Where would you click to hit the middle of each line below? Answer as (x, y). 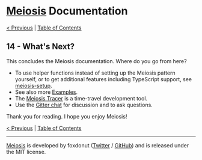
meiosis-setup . (33, 85)
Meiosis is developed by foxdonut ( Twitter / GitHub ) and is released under (98, 145)
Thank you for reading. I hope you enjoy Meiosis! (67, 116)
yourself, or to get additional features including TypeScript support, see (103, 79)
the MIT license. (26, 152)
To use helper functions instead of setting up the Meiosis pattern (95, 73)
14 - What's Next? (41, 47)
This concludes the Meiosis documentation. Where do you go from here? (97, 61)
